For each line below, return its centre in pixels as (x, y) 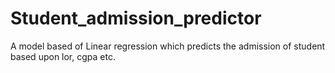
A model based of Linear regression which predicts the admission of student (168, 46)
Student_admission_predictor (136, 18)
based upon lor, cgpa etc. (63, 56)
